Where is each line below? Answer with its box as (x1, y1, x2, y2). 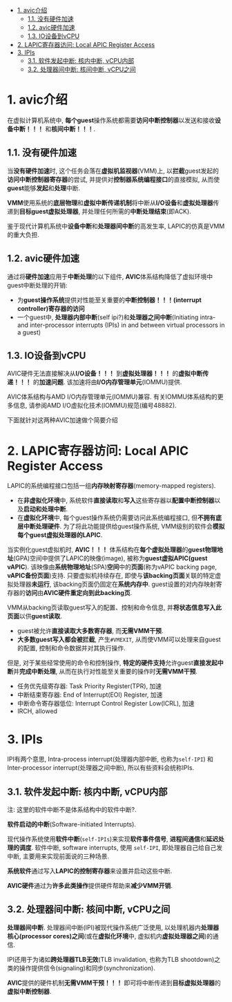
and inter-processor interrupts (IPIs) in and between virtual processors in (17, 321, 225, 329)
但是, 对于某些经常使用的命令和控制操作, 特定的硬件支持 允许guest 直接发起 (7, 659, 217, 667)
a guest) (17, 328, 41, 337)
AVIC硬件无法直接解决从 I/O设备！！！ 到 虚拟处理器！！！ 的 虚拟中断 (7, 369, 203, 378)
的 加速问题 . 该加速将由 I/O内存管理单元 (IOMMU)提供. (32, 378, 182, 386)
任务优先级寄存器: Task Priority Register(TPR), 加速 (17, 682, 162, 690)
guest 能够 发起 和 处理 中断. (7, 184, 81, 192)
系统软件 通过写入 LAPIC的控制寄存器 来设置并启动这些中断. (7, 867, 173, 876)
